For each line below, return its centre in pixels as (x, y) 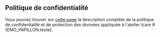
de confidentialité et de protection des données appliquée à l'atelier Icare (78, 25)
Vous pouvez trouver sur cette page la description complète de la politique (80, 19)
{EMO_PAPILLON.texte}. (29, 30)
